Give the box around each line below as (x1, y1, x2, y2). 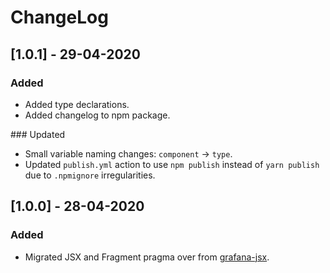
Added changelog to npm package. (24, 109, 171, 121)
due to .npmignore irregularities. (24, 169, 156, 181)
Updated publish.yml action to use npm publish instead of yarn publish (24, 158, 320, 170)
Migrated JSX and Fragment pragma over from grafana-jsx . (24, 251, 270, 263)
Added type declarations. (24, 98, 130, 110)
